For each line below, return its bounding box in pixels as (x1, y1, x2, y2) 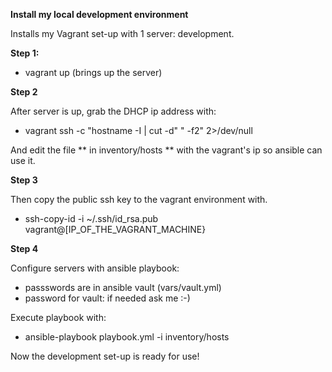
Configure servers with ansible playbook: (10, 262, 180, 274)
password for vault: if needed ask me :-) (24, 292, 191, 304)
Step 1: (10, 47, 40, 59)
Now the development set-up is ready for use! (10, 350, 200, 362)
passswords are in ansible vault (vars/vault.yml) (24, 282, 222, 293)
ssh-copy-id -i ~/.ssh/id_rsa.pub (24, 213, 159, 224)
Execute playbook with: (10, 312, 107, 323)
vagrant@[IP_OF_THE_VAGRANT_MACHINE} (24, 224, 207, 235)
